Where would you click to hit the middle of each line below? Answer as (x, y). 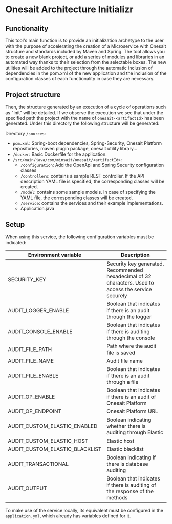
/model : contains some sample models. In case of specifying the (88, 192)
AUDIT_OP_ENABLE (31, 397)
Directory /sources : (26, 133)
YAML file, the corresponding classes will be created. (77, 198)
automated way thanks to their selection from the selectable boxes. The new (86, 62)
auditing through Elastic (135, 432)
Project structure (33, 95)
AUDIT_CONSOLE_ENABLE (40, 331)
